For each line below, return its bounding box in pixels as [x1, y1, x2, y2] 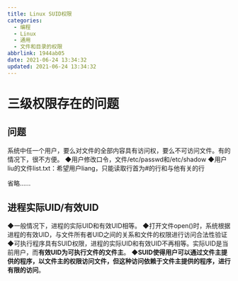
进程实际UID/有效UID [7, 202, 99, 214]
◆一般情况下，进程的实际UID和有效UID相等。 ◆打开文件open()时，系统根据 [7, 222, 231, 230]
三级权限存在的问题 [7, 96, 120, 112]
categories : [7, 17, 42, 24]
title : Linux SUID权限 [7, 10, 72, 18]
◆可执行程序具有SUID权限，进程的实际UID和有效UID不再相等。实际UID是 [7, 239, 222, 248]
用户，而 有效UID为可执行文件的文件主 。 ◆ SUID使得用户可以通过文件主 [13, 248, 222, 257]
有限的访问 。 [7, 266, 45, 275]
